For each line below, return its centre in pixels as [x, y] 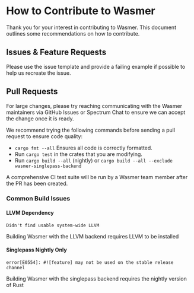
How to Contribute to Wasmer [81, 11]
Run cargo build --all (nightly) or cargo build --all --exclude [94, 160]
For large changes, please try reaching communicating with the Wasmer [94, 106]
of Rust [15, 285]
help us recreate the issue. [39, 73]
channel [16, 267]
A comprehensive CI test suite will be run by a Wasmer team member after [97, 177]
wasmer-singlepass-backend [48, 166]
